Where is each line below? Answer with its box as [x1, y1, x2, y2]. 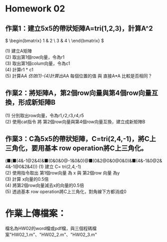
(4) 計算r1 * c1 [5, 67, 34, 72]
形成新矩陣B [18, 98, 56, 107]
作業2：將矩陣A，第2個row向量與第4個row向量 [5, 89, 152, 97]
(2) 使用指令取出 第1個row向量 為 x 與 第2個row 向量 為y [5, 170, 120, 176]
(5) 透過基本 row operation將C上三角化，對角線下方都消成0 [5, 188, 127, 195]
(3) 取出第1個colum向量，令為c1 [5, 60, 71, 66]
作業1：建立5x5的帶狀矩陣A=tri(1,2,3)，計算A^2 [5, 24, 153, 32]
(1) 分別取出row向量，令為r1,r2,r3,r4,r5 [5, 112, 84, 118]
